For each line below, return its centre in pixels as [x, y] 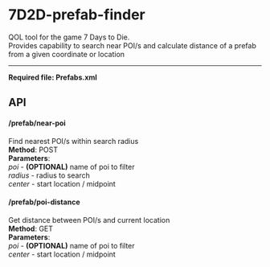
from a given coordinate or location [67, 54]
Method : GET [31, 228]
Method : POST [33, 150]
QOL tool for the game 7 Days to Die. [69, 37]
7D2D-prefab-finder [77, 15]
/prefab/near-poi [37, 123]
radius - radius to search [49, 175]
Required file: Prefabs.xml [53, 77]
